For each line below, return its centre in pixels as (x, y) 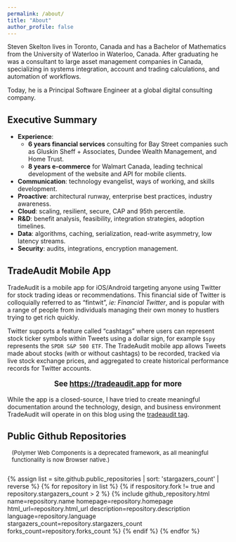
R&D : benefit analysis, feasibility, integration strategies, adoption (111, 219)
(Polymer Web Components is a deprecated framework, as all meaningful (110, 453)
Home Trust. (46, 159)
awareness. (34, 204)
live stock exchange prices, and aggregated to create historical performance (118, 361)
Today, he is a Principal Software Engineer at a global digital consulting (110, 90)
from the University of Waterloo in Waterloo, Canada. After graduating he (113, 54)
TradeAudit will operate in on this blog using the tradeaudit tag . (98, 414)
